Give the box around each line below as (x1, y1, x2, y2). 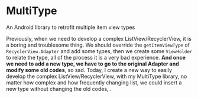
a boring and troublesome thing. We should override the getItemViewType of (6, 41, 190, 48)
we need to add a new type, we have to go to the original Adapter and (6, 60, 179, 67)
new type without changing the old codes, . (6, 85, 112, 92)
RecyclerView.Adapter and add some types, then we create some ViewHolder (6, 47, 193, 54)
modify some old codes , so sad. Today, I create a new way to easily (6, 66, 173, 73)
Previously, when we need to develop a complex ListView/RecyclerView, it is (6, 35, 192, 42)
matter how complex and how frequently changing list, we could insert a (6, 79, 182, 86)
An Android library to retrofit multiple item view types (6, 24, 135, 31)
